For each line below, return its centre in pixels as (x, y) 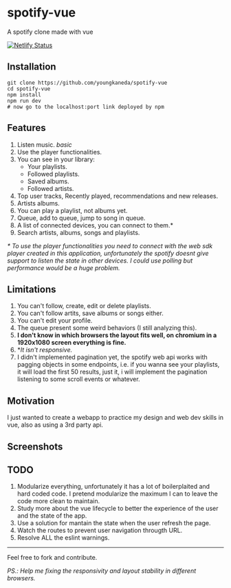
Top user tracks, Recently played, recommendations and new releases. (118, 196)
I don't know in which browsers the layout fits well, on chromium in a (117, 335)
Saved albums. (48, 181)
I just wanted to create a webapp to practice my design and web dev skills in (115, 418)
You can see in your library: (56, 159)
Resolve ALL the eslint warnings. (63, 538)
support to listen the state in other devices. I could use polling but (100, 261)
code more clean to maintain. (58, 501)
